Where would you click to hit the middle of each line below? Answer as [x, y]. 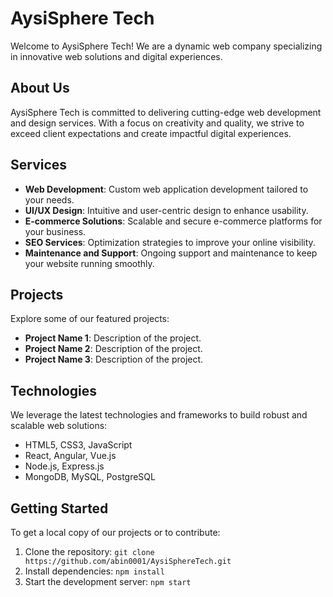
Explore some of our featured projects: [90, 319]
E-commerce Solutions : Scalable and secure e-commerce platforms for [173, 221]
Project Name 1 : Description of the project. [113, 338]
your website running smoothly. [89, 263]
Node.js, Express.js [64, 466]
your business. [55, 231]
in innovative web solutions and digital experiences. [116, 56]
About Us [40, 88]
